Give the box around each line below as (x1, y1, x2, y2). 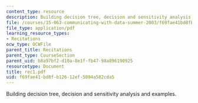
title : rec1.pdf (6, 69, 46, 75)
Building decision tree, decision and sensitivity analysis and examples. (6, 91, 177, 98)
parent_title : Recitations (6, 47, 72, 53)
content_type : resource (6, 8, 65, 15)
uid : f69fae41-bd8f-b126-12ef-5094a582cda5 (6, 74, 115, 80)
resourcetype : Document (6, 63, 65, 69)
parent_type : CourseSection (6, 52, 75, 58)
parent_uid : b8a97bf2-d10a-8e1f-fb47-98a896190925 (6, 58, 133, 64)
